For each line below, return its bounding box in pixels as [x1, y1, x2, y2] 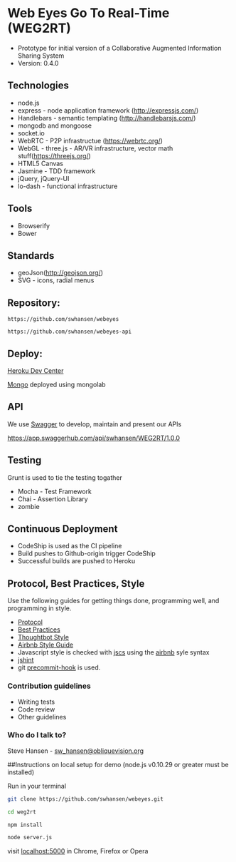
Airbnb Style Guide [17, 640, 73, 650]
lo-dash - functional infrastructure [17, 182, 118, 190]
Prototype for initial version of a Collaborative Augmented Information [17, 43, 222, 52]
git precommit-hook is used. [17, 663, 101, 672]
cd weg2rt [7, 808, 37, 816]
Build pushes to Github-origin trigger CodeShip [17, 549, 156, 558]
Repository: [7, 297, 60, 309]
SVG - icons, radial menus [17, 276, 95, 284]
